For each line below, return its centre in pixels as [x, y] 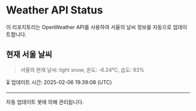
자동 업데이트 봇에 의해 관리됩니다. [45, 102]
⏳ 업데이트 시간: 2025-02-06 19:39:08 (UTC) [59, 82]
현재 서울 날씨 [29, 55]
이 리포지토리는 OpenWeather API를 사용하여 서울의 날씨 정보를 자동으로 [89, 27]
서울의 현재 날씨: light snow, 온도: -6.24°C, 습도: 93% [82, 70]
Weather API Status [55, 10]
